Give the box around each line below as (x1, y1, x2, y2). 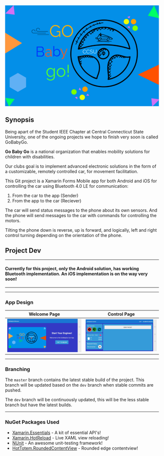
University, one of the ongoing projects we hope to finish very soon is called (5, 134, 159, 140)
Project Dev (5, 246, 41, 255)
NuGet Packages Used (5, 418, 60, 425)
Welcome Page (28, 311, 60, 317)
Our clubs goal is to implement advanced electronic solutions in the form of (5, 163, 157, 169)
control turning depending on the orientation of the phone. (5, 232, 123, 238)
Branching (5, 366, 30, 372)
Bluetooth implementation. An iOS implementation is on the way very (5, 271, 148, 277)
